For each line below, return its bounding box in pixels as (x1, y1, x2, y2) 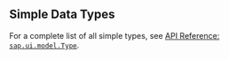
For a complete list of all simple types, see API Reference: (9, 30, 220, 41)
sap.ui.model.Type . (9, 40, 80, 50)
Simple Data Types (9, 7, 115, 22)
